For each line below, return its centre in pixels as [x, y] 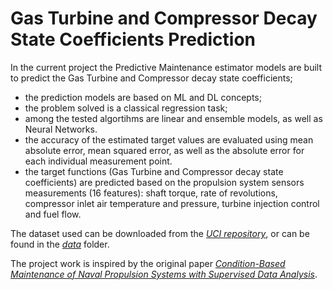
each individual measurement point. [98, 161]
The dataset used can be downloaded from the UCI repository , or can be [160, 233]
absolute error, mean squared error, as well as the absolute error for [164, 150]
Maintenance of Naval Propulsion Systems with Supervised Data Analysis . [164, 274]
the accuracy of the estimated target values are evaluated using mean [169, 139]
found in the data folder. [60, 244]
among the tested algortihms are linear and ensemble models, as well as [173, 118]
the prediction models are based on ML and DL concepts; [143, 97]
